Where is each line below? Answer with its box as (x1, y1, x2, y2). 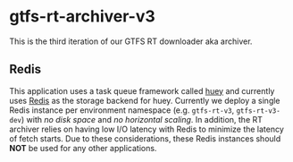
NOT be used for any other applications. (9, 142, 157, 153)
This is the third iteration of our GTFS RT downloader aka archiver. (9, 36, 253, 47)
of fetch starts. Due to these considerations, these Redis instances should (9, 132, 281, 144)
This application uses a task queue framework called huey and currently (9, 85, 275, 96)
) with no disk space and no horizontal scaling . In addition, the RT (21, 114, 264, 124)
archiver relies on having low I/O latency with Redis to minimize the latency (9, 124, 284, 134)
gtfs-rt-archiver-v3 (9, 6, 156, 27)
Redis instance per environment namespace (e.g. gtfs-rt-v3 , (9, 105, 235, 115)
